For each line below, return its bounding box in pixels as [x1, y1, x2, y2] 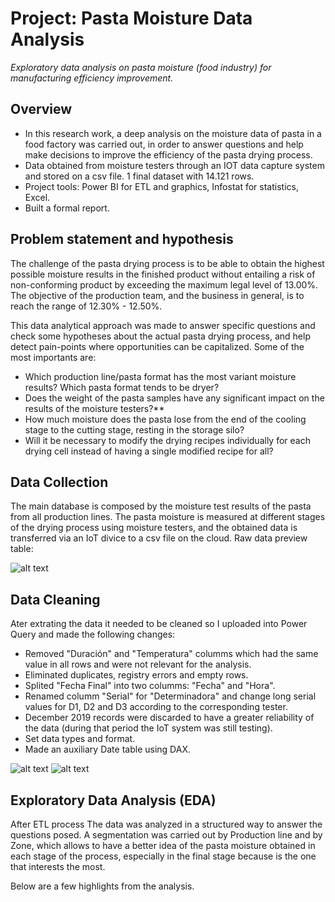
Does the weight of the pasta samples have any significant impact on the [24, 392, 325, 404]
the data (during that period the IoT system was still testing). [24, 722, 273, 734]
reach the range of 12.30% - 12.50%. [10, 300, 163, 312]
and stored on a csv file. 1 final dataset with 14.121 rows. [24, 170, 255, 182]
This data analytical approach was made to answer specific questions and [10, 319, 316, 331]
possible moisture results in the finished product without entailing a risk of [10, 268, 316, 280]
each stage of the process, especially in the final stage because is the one [10, 850, 317, 862]
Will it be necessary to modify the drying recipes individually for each [24, 434, 311, 446]
